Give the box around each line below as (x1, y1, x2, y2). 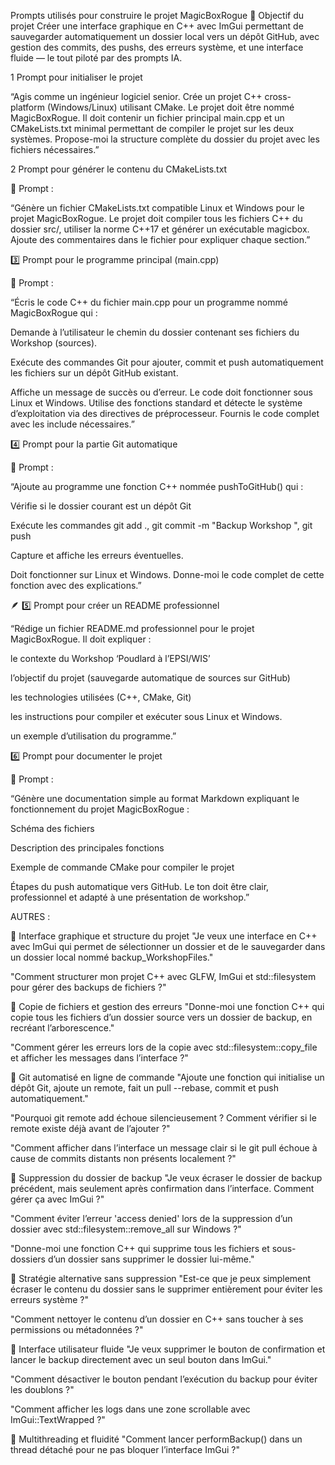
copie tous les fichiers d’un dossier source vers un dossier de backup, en (10, 1011, 313, 1023)
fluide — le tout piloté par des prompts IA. (10, 52, 183, 64)
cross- (264, 91, 292, 102)
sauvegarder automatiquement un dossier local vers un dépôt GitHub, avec (10, 31, 320, 42)
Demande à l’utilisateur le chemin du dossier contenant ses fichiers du (10, 326, 300, 338)
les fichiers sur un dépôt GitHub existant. (10, 367, 179, 379)
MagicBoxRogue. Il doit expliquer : (10, 633, 152, 645)
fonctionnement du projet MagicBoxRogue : (10, 803, 190, 815)
